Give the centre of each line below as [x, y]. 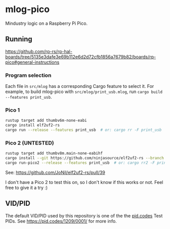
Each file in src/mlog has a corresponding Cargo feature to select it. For [80, 86]
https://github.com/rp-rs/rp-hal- [39, 51]
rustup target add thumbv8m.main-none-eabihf [54, 153]
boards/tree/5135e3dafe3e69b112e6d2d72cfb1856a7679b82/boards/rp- [80, 57]
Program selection [28, 75]
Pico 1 [13, 110]
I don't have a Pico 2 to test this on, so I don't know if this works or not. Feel [84, 182]
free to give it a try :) [27, 188]
